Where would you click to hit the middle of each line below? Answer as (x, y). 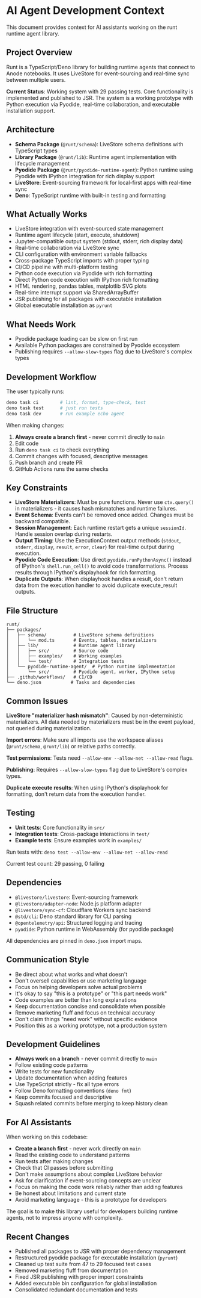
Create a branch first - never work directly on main (78, 1149)
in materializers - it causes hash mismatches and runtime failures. (96, 509)
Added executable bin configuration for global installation (86, 1283)
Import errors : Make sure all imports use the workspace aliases (85, 740)
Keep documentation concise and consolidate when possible (90, 1006)
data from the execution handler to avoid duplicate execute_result (96, 585)
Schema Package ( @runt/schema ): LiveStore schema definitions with (99, 144)
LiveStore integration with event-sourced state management (89, 229)
